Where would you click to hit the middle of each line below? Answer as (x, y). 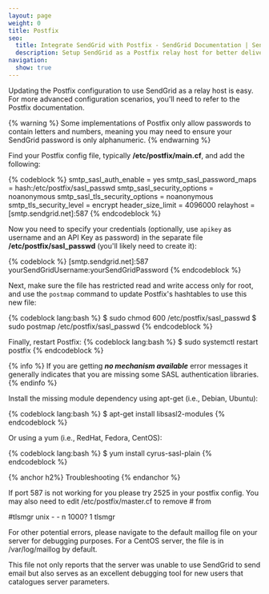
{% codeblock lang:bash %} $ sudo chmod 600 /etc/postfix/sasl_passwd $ (132, 317)
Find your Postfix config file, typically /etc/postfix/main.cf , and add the (127, 155)
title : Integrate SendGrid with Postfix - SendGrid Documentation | (132, 46)
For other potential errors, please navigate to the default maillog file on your (133, 532)
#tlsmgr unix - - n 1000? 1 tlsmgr (62, 516)
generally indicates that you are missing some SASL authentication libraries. (134, 374)
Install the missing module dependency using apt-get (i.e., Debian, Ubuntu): (133, 398)
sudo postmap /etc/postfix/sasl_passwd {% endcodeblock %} (111, 326)
